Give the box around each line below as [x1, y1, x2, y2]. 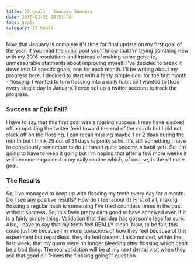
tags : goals [6, 19, 35, 25]
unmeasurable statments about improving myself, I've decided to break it [6, 60, 182, 67]
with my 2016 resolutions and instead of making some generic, [6, 53, 157, 60]
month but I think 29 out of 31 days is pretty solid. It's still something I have [6, 137, 186, 144]
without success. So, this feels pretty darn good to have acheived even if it [6, 208, 186, 215]
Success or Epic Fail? [6, 105, 68, 113]
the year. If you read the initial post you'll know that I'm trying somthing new [6, 47, 189, 54]
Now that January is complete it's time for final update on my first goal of [6, 41, 182, 48]
